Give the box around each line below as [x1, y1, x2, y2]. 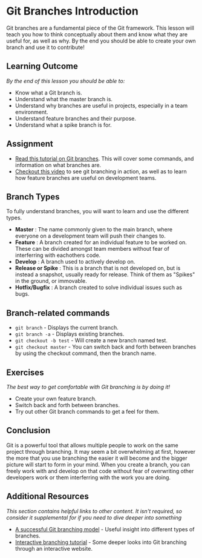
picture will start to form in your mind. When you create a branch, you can [6, 460, 191, 468]
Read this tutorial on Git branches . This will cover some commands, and [15, 154, 194, 162]
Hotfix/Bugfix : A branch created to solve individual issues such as [15, 284, 183, 291]
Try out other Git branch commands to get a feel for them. [15, 408, 160, 415]
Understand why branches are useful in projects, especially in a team [15, 102, 188, 109]
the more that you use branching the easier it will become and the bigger [6, 454, 187, 462]
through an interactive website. [15, 545, 93, 552]
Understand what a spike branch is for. [15, 121, 112, 128]
